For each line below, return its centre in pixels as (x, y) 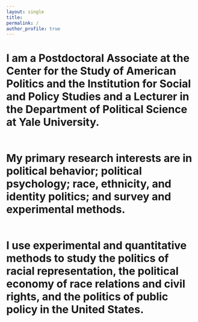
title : (14, 17)
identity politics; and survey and (89, 197)
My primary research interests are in (99, 159)
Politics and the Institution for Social (99, 84)
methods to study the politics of (88, 259)
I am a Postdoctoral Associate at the (98, 58)
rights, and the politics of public (87, 297)
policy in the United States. (75, 310)
